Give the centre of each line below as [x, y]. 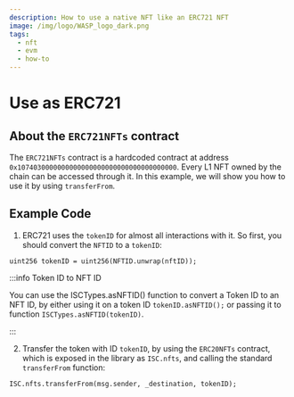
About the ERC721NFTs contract [94, 136]
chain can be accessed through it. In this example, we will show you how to [147, 176]
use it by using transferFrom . [62, 186]
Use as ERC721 [65, 103]
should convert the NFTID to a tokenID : [92, 244]
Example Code [50, 214]
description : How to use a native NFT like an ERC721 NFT [119, 17]
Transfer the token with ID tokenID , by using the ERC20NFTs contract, [146, 348]
